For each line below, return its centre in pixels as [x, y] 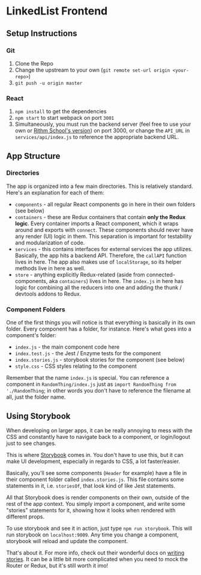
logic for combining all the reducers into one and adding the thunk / [98, 287]
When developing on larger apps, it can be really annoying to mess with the [100, 430]
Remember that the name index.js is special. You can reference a [88, 378]
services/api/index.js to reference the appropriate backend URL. [97, 137]
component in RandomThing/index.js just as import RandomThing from [91, 384]
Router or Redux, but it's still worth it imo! [57, 565]
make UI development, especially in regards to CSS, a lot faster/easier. [93, 461]
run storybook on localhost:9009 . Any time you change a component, [92, 535]
